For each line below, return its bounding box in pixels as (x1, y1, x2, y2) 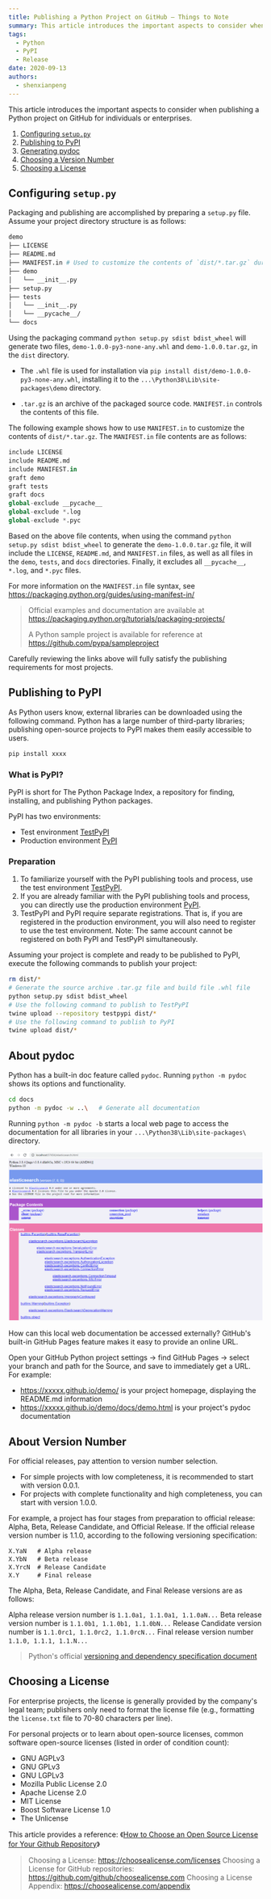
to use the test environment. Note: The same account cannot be (19, 926, 233, 935)
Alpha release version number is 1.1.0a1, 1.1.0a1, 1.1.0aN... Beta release (8, 1610, 262, 1619)
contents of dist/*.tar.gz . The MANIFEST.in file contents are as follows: (8, 432, 248, 441)
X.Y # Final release (8, 1571, 92, 1580)
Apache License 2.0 (19, 1787, 87, 1797)
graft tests (8, 482, 48, 491)
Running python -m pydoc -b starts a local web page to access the (8, 1118, 229, 1128)
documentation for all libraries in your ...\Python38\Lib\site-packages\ (8, 1127, 247, 1137)
